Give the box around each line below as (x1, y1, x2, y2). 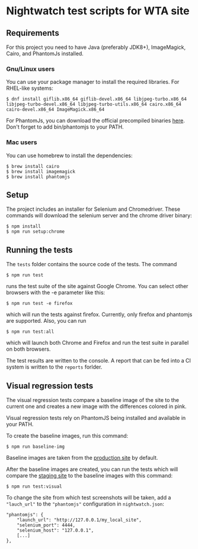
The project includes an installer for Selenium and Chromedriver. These (6, 205, 181, 213)
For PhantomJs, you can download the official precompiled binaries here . (6, 117, 185, 124)
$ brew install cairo (6, 163, 60, 169)
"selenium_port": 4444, (17, 522, 76, 528)
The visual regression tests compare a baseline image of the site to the (6, 397, 180, 404)
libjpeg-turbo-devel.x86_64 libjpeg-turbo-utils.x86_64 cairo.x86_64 (6, 101, 182, 108)
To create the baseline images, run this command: (6, 432, 129, 439)
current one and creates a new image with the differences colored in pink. (6, 403, 187, 410)
